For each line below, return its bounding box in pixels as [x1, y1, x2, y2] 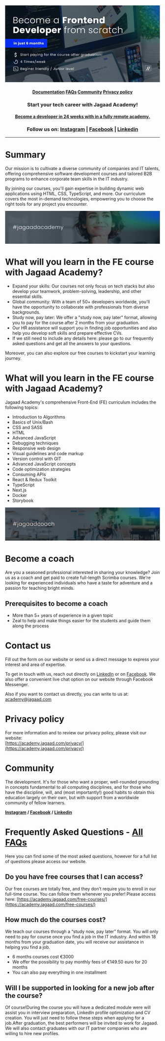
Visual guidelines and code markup [12, 450, 84, 456]
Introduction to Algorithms [12, 414, 65, 420]
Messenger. [5, 681, 29, 687]
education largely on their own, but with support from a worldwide [5, 794, 139, 800]
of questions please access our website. [5, 858, 87, 864]
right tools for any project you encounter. [5, 201, 88, 207]
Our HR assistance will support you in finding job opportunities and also [12, 325, 158, 331]
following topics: [5, 404, 38, 410]
